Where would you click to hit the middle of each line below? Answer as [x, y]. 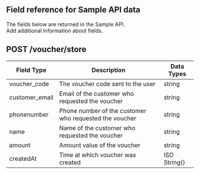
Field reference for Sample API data [74, 10]
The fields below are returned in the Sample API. [65, 24]
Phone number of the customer [103, 111]
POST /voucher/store [46, 49]
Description [109, 70]
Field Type [31, 70]
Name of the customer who [97, 128]
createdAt [23, 158]
